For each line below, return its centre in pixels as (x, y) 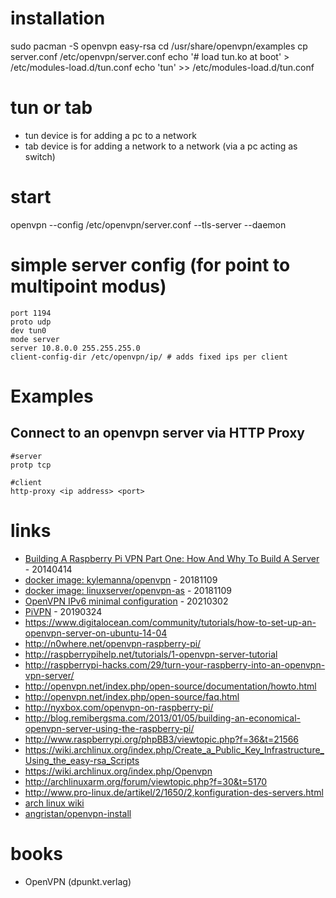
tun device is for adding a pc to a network (110, 135)
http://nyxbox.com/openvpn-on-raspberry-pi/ (119, 707)
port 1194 (31, 313)
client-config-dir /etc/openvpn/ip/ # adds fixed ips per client (149, 357)
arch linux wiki (54, 803)
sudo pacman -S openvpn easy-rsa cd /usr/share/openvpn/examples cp (159, 46)
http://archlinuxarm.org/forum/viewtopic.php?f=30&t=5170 (146, 781)
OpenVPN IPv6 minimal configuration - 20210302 (126, 601)
